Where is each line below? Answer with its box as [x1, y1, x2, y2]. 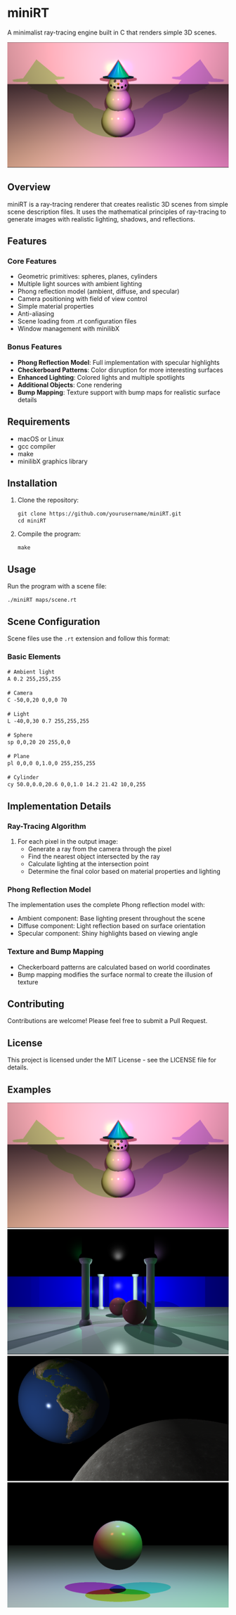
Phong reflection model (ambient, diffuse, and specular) [17, 287, 180, 296]
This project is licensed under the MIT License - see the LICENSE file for [7, 1056, 216, 1064]
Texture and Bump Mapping [7, 947, 104, 957]
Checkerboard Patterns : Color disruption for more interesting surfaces [17, 366, 223, 374]
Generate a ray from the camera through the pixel [27, 844, 172, 853]
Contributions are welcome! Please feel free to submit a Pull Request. [7, 1017, 208, 1025]
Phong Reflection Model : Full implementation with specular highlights [17, 358, 220, 366]
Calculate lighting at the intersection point [27, 859, 149, 868]
